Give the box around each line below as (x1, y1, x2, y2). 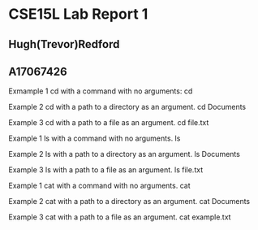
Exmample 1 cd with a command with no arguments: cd (8, 86, 193, 96)
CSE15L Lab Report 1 (8, 5, 148, 24)
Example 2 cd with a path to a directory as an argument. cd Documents (8, 102, 246, 112)
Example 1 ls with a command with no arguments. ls (8, 133, 181, 143)
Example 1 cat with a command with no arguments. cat (8, 180, 191, 191)
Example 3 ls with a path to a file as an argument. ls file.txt (8, 165, 204, 175)
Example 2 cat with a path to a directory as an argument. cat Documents (8, 197, 250, 206)
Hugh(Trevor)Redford (8, 37, 120, 51)
